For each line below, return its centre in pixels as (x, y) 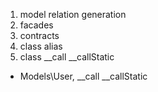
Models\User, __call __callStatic (83, 76)
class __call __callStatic (67, 57)
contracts (39, 35)
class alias (41, 46)
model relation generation (73, 14)
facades (36, 25)
